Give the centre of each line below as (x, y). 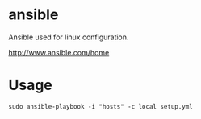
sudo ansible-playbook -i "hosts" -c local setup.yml (101, 106)
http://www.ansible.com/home (59, 52)
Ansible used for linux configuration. (69, 37)
